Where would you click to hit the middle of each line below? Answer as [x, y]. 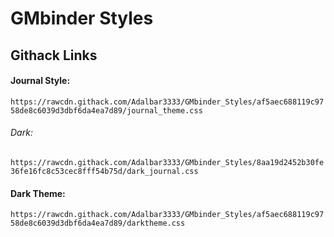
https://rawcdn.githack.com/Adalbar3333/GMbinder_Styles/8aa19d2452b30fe [167, 162]
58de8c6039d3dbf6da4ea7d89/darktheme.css [98, 223]
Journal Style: [40, 81]
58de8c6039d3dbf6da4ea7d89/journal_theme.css [106, 110]
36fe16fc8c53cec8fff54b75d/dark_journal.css [104, 171]
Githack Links [54, 55]
